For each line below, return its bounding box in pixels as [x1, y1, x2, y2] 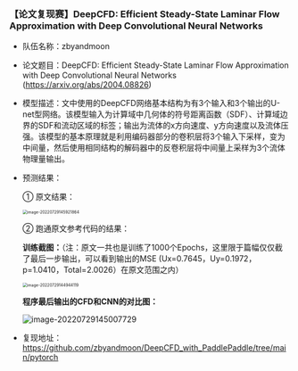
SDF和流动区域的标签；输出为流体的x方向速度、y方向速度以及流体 [37, 120, 281, 131]
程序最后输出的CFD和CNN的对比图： [21, 296, 159, 307]
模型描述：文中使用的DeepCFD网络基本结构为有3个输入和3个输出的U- [21, 98, 281, 109]
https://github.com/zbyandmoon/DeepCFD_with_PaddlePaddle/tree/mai [21, 342, 287, 353]
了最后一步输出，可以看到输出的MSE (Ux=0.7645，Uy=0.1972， [21, 253, 257, 264]
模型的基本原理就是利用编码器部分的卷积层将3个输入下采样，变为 [46, 131, 286, 142]
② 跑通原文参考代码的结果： [21, 223, 130, 234]
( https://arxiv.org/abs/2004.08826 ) [21, 79, 152, 90]
